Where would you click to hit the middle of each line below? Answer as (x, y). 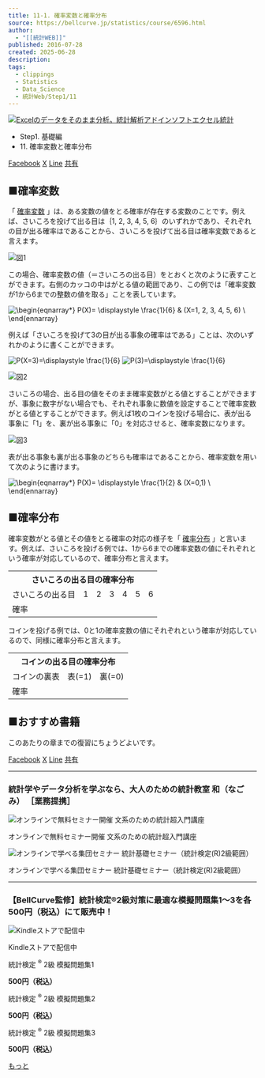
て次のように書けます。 (46, 467)
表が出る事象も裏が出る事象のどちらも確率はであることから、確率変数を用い (132, 457)
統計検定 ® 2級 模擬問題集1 (51, 964)
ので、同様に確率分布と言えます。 (70, 640)
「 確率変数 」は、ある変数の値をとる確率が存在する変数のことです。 (120, 211)
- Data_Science (40, 89)
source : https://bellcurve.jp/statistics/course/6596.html (107, 23)
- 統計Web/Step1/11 (46, 96)
